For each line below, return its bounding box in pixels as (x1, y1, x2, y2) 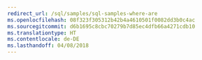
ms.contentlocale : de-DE (7, 36, 80, 43)
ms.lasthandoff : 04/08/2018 (7, 42, 89, 49)
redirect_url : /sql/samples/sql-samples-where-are (7, 10, 158, 17)
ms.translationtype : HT (7, 29, 77, 37)
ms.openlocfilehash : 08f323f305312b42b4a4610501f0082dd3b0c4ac (7, 17, 196, 23)
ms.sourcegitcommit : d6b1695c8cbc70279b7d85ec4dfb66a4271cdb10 (7, 23, 196, 30)
